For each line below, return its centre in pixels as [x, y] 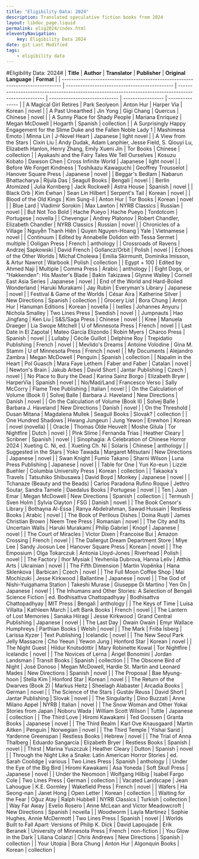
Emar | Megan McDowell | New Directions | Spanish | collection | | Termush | [100, 496]
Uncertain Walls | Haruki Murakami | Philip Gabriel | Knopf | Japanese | [93, 527]
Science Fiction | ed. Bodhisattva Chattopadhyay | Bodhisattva [83, 597]
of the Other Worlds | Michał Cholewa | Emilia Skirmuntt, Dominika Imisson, [98, 256]
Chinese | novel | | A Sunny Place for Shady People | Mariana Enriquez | [94, 117]
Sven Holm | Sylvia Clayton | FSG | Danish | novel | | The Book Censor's [94, 502]
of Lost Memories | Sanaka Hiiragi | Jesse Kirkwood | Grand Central [89, 616]
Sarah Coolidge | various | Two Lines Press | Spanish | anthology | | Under [97, 761]
